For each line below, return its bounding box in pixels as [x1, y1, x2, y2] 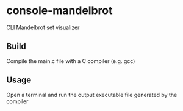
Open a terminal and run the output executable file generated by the [6, 91, 178, 98]
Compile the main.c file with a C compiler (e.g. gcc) [6, 57, 135, 64]
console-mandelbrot [6, 4, 113, 18]
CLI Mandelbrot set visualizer [6, 24, 80, 31]
